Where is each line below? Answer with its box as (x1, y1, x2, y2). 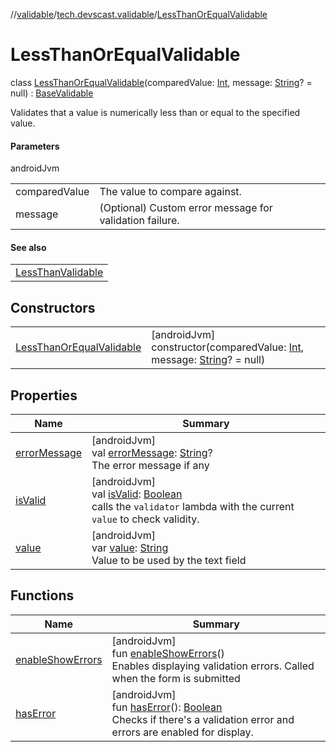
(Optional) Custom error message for (99, 201, 273, 215)
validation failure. (99, 214, 180, 228)
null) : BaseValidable (10, 87, 94, 99)
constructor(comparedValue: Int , (151, 340, 305, 354)
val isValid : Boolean (91, 487, 183, 501)
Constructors (10, 299, 96, 316)
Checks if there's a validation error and (111, 712, 295, 726)
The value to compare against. (99, 185, 242, 199)
